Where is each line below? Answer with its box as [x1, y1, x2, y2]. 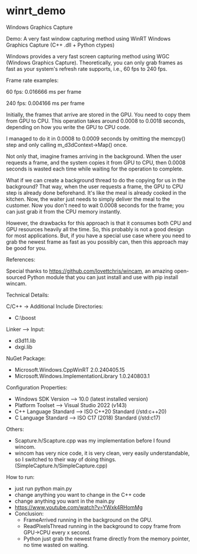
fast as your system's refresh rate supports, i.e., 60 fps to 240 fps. [6, 65, 168, 72]
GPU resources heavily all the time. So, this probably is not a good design [6, 225, 184, 232]
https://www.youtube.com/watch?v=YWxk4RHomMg [14, 503, 143, 511]
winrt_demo [6, 4, 66, 18]
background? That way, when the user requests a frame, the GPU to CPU [6, 183, 183, 190]
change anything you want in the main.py [14, 497, 115, 504]
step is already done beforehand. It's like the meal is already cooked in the [6, 189, 186, 196]
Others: [6, 425, 25, 432]
